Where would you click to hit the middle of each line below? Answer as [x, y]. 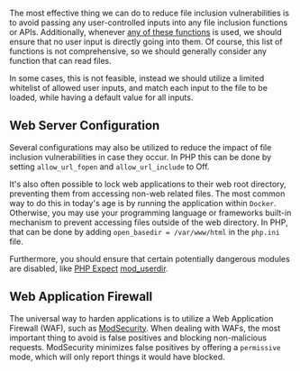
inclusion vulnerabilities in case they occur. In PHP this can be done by [141, 157]
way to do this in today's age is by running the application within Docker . [143, 203]
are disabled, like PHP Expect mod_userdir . [89, 268]
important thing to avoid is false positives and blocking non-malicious [138, 338]
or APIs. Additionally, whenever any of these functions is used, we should [145, 32]
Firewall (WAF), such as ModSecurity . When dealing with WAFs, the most [145, 328]
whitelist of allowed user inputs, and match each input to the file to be [139, 88]
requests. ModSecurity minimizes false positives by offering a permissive [145, 347]
